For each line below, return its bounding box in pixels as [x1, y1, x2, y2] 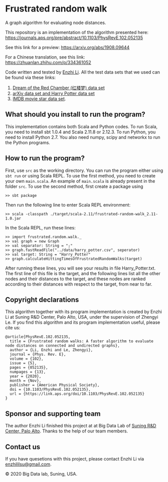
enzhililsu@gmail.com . [5, 461, 52, 467]
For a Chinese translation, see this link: [5, 54, 85, 60]
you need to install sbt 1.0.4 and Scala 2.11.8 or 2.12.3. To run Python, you [5, 129, 156, 135]
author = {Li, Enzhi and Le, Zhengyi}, [10, 348, 93, 353]
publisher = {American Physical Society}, [10, 383, 100, 388]
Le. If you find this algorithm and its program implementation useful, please [5, 319, 160, 326]
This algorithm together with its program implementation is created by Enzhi [5, 309, 162, 315]
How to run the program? [5, 154, 85, 163]
